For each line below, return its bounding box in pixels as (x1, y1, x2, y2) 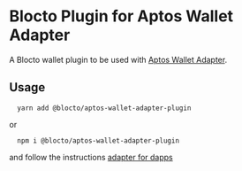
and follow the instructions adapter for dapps (9, 152, 174, 162)
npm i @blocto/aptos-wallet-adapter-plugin (17, 136, 179, 145)
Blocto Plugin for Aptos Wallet (9, 6, 234, 27)
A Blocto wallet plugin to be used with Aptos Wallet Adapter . (9, 54, 228, 65)
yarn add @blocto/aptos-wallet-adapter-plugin (17, 104, 192, 113)
